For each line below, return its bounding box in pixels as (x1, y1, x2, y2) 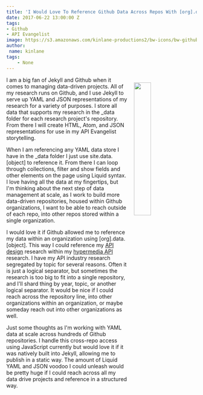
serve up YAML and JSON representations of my (6, 95, 127, 103)
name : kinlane (8, 48, 45, 55)
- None (17, 59, 34, 65)
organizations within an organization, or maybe (6, 299, 123, 307)
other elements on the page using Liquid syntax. (6, 171, 127, 179)
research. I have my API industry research (6, 254, 111, 261)
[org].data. (98, 234, 126, 242)
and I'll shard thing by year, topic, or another (6, 280, 117, 287)
